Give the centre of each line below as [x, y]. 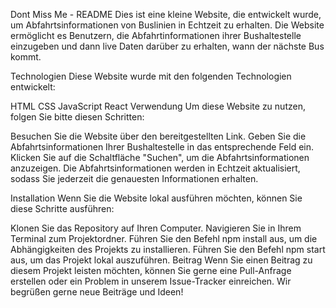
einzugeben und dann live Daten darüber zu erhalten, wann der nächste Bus [167, 46]
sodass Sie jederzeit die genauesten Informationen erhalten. [134, 178]
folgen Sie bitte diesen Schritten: [77, 117]
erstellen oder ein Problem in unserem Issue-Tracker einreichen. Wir [151, 281]
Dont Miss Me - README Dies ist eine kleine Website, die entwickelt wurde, [166, 14]
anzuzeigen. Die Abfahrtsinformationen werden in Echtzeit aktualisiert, [155, 168]
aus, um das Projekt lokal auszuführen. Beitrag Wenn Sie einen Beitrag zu [161, 260]
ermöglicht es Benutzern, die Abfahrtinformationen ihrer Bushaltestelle [156, 35]
